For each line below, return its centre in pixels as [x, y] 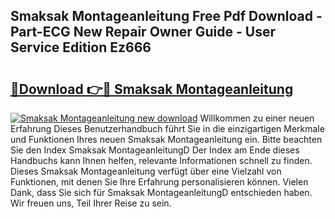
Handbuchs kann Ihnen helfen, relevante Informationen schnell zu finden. [161, 160]
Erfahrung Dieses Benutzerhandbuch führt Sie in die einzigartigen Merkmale [167, 128]
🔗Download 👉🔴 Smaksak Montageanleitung [152, 89]
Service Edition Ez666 [81, 47]
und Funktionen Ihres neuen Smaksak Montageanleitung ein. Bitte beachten [166, 139]
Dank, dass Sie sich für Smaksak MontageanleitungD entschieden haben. [161, 192]
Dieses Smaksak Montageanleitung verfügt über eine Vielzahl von [146, 171]
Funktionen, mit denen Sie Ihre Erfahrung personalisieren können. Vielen [159, 182]
